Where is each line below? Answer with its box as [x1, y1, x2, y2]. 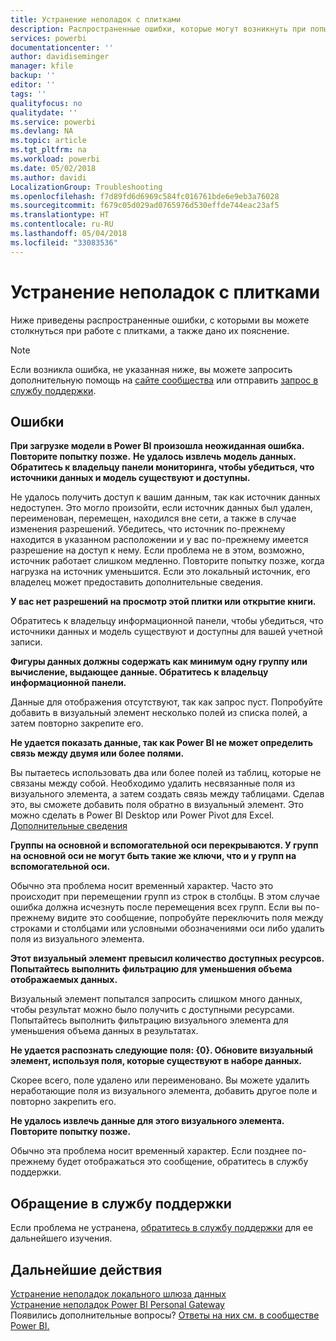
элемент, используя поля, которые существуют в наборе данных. [10, 1055, 302, 1067]
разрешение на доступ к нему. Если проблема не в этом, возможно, [10, 544, 305, 556]
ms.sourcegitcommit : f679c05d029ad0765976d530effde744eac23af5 [10, 201, 280, 211]
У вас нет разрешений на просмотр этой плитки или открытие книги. [10, 596, 317, 608]
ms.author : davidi [10, 172, 87, 183]
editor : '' [10, 80, 56, 90]
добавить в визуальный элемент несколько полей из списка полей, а [10, 707, 308, 719]
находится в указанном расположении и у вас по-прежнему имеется [10, 534, 309, 546]
